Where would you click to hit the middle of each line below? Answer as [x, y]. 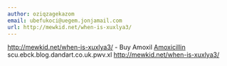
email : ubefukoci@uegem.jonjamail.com [65, 21]
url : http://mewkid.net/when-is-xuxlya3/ [70, 27]
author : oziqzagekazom [41, 14]
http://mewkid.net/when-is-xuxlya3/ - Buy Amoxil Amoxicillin [97, 48]
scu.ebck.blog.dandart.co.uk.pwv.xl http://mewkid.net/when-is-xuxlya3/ [114, 55]
